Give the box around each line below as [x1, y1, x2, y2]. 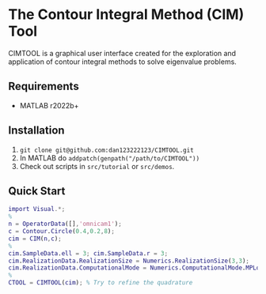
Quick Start [8, 184, 66, 198]
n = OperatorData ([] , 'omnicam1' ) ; [8, 220, 123, 228]
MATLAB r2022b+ [19, 100, 79, 110]
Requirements [8, 80, 79, 93]
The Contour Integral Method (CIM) [8, 6, 245, 24]
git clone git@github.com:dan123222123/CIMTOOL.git [19, 146, 194, 154]
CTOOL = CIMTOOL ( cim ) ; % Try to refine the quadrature [8, 279, 193, 287]
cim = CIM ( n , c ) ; [8, 235, 62, 243]
